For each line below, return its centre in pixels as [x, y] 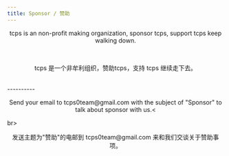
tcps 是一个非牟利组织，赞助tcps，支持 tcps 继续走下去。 [116, 68]
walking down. [116, 40]
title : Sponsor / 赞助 [39, 13]
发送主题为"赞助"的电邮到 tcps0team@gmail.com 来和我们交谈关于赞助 [112, 137]
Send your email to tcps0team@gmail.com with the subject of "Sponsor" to [116, 102]
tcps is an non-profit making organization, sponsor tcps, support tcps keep [116, 33]
